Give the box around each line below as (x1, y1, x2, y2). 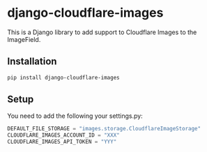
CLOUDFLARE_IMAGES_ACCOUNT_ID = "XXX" (7, 132, 120, 139)
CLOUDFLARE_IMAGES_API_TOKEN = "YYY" (7, 138, 117, 146)
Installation (7, 56, 57, 68)
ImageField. (7, 35, 41, 43)
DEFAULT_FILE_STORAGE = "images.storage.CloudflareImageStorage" (7, 126, 201, 132)
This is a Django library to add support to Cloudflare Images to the (7, 28, 197, 36)
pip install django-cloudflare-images (7, 74, 120, 81)
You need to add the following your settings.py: (7, 112, 143, 120)
